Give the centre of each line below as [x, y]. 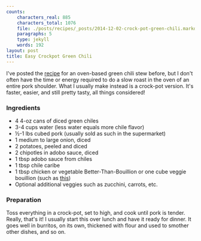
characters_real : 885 [44, 17]
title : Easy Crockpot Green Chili [49, 56]
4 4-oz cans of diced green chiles [57, 121]
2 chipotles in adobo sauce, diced [57, 152]
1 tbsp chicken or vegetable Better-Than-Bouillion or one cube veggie [100, 172]
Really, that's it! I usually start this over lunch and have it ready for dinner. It [99, 219]
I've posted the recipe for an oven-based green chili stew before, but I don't [100, 73]
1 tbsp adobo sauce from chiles [54, 158]
